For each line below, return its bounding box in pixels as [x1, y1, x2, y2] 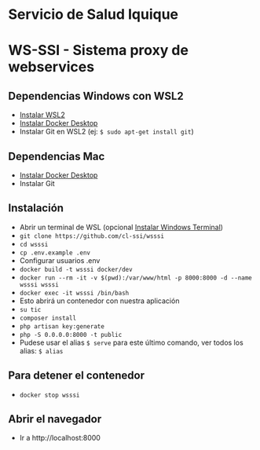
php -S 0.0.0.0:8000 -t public [19, 331, 123, 338]
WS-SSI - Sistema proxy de [8, 42, 189, 60]
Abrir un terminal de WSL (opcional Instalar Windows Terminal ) [19, 222, 224, 232]
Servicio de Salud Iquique [8, 5, 179, 24]
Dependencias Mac [8, 149, 105, 163]
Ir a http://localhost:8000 [19, 434, 101, 443]
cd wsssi [19, 240, 49, 248]
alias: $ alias [19, 346, 64, 355]
